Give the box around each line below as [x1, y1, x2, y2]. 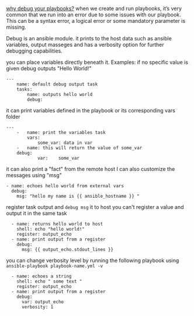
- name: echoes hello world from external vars [6, 183, 124, 189]
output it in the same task [6, 210, 67, 217]
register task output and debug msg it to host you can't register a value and [6, 204, 184, 210]
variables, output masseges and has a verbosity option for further [6, 41, 165, 48]
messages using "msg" [6, 172, 63, 178]
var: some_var [37, 155, 80, 161]
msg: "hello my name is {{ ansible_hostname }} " [16, 193, 140, 199]
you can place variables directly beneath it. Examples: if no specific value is [6, 59, 189, 66]
